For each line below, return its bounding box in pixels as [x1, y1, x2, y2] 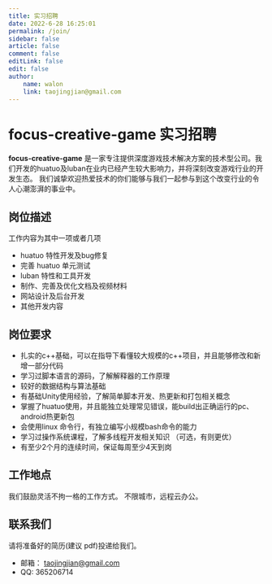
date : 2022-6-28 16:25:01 [8, 20, 96, 28]
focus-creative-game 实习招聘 [8, 125, 217, 143]
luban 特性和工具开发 [19, 271, 92, 281]
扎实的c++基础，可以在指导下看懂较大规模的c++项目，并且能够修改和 [19, 351, 254, 360]
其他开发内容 [19, 302, 63, 312]
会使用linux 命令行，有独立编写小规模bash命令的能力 [19, 421, 197, 431]
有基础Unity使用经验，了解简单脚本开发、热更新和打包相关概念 [19, 391, 231, 401]
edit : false [8, 65, 49, 73]
